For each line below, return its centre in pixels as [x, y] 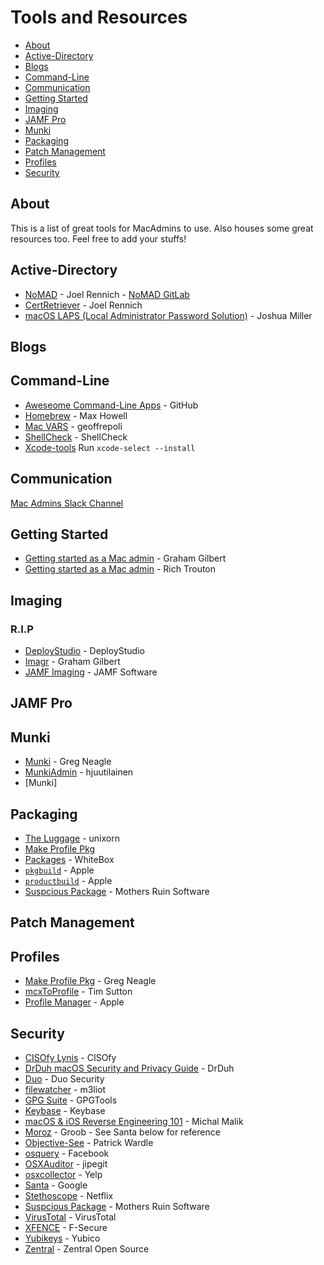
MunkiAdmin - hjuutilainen [79, 772]
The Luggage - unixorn [72, 838]
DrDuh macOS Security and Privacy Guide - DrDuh [129, 1068]
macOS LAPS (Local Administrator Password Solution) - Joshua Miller [168, 315]
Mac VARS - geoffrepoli [73, 426]
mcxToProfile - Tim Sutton [78, 992]
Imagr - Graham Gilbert [72, 662]
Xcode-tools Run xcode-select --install [110, 447]
